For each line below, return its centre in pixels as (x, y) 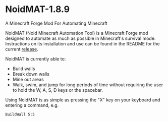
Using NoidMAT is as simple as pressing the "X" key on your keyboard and (83, 100)
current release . (22, 49)
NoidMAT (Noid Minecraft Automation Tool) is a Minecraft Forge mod (77, 33)
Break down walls (31, 74)
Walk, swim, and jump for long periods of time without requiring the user (88, 85)
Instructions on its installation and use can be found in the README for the (82, 43)
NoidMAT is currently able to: (36, 58)
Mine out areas (28, 79)
